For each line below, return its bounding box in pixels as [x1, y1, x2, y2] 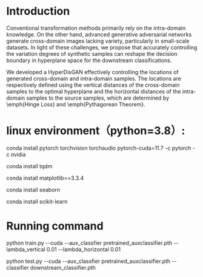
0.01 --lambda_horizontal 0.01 [46, 245, 121, 253]
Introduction [6, 4, 70, 18]
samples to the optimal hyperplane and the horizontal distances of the [6, 87, 181, 95]
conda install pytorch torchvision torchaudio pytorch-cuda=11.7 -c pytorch [6, 144, 191, 151]
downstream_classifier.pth [30, 264, 96, 271]
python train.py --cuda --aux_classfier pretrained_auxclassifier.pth [6, 239, 173, 247]
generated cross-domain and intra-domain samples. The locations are [6, 75, 182, 82]
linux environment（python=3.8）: [6, 124, 185, 138]
